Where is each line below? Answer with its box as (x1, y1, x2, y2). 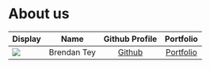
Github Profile (103, 33, 158, 44)
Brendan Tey (48, 47, 97, 58)
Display (12, 33, 41, 44)
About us (8, 5, 70, 23)
